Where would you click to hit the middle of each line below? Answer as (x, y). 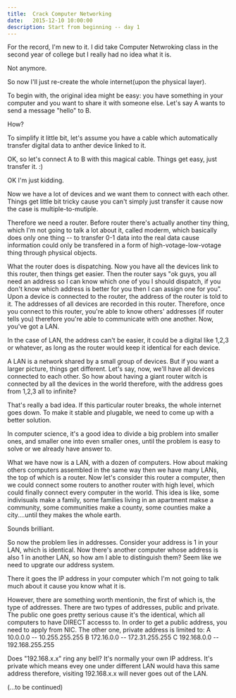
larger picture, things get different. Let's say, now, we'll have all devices (111, 369)
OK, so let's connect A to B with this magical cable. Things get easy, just (112, 159)
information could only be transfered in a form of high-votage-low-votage (114, 245)
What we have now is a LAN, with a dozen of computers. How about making (117, 463)
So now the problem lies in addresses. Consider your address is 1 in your (113, 543)
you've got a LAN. (33, 326)
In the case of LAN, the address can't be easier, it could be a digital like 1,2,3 (118, 341)
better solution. (29, 420)
